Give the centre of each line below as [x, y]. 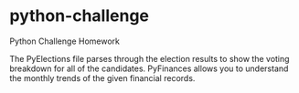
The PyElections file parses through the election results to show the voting [149, 58]
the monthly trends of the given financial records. [102, 77]
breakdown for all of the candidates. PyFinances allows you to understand [149, 68]
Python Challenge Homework [65, 41]
